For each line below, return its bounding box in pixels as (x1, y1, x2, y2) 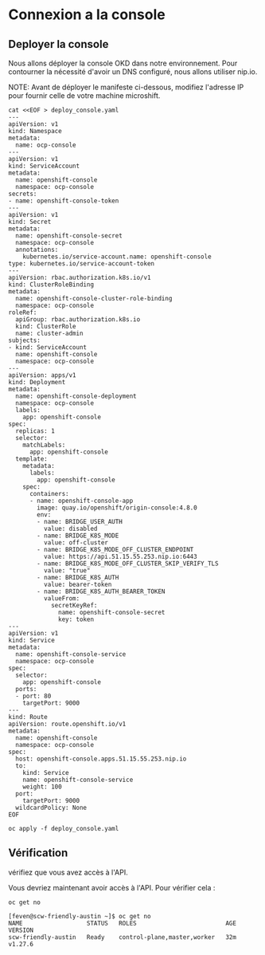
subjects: (8, 336, 41, 344)
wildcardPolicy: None (15, 804, 88, 812)
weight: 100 (22, 783, 62, 791)
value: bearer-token (43, 580, 112, 588)
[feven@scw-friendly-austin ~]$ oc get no (8, 912, 151, 920)
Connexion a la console (8, 6, 166, 24)
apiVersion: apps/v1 (8, 371, 77, 379)
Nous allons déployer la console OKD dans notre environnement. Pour (8, 58, 238, 68)
